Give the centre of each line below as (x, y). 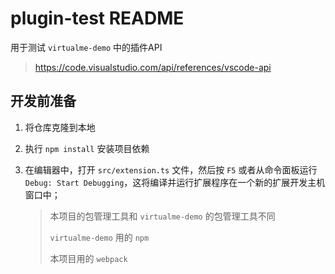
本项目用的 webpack (88, 258)
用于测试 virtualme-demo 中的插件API (86, 47)
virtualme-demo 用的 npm (99, 237)
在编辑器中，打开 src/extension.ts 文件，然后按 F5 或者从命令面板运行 (171, 169)
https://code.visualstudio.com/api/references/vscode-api (153, 67)
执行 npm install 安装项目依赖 (87, 148)
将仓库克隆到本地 (60, 127)
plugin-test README (97, 18)
